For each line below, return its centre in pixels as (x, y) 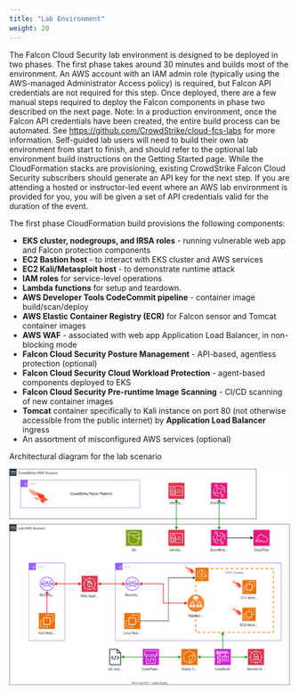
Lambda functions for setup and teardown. (102, 287)
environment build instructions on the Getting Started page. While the (137, 158)
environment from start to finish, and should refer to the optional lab (133, 149)
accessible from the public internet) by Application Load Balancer (144, 420)
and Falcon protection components (86, 250)
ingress (36, 429)
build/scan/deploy (55, 306)
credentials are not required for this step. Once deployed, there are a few (143, 93)
